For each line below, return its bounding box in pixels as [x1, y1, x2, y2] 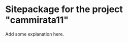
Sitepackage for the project [5, 4, 123, 15]
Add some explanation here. [5, 31, 65, 37]
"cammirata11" [5, 14, 69, 26]
